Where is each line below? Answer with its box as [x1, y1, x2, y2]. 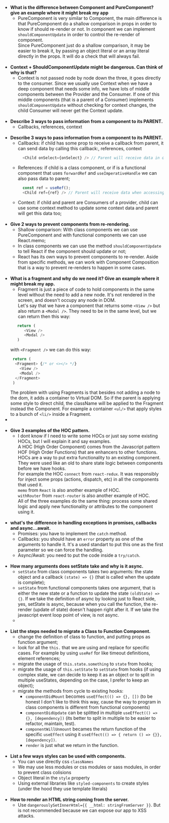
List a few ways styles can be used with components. [10, 753, 126, 759]
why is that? [10, 69, 37, 76]
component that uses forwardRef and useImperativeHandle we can [17, 170, 157, 176]
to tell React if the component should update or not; [17, 248, 127, 254]
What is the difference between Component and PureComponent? [10, 5, 154, 10]
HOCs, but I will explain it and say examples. [17, 438, 111, 444]
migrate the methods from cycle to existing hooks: [17, 688, 124, 694]
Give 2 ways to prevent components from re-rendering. [10, 221, 130, 227]
